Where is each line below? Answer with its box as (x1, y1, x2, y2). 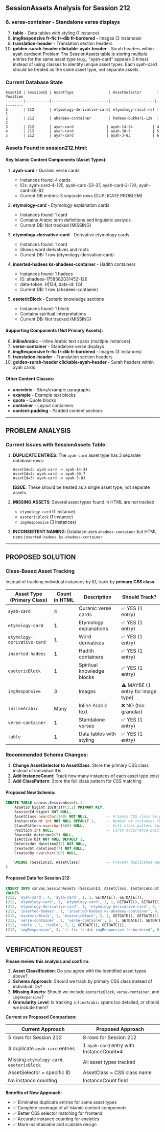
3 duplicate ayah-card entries (8, 1045, 75, 1052)
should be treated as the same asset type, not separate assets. (12, 66, 140, 72)
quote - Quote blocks (12, 397, 56, 403)
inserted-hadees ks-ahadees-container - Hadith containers (12, 261, 136, 267)
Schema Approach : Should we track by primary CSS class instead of (12, 978, 152, 984)
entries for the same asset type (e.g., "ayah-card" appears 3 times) (12, 56, 149, 62)
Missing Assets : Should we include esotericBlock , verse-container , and (12, 989, 160, 995)
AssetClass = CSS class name (83, 1069, 152, 1076)
